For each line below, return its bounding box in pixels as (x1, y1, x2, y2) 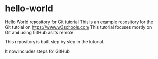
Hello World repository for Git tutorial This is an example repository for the (5, 19, 154, 25)
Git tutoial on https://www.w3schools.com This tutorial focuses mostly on (5, 24, 152, 30)
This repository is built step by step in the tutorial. (5, 39, 105, 44)
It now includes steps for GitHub (5, 48, 70, 54)
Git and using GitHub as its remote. (5, 29, 75, 35)
